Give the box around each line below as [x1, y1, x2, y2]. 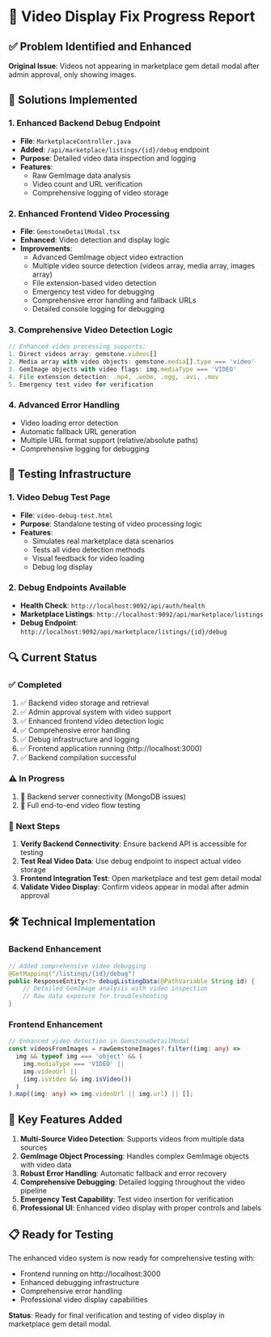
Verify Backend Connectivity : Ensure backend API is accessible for [19, 839, 248, 849]
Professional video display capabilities [19, 1294, 148, 1305]
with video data [19, 1160, 72, 1170]
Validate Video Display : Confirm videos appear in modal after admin [19, 882, 249, 892]
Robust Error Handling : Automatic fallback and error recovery [19, 1168, 227, 1179]
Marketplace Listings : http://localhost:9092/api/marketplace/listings [19, 608, 264, 619]
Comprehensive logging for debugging [19, 444, 150, 454]
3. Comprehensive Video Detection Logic [8, 324, 173, 335]
